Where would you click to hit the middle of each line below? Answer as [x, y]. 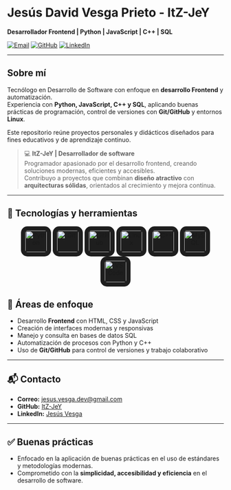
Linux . [16, 119]
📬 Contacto [34, 379]
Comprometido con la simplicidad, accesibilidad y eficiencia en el [112, 473]
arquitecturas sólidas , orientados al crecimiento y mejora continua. [120, 185]
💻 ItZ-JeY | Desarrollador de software [79, 153]
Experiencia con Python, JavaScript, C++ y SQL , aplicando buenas [103, 104]
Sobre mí [27, 73]
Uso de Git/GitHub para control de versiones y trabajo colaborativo [112, 350]
